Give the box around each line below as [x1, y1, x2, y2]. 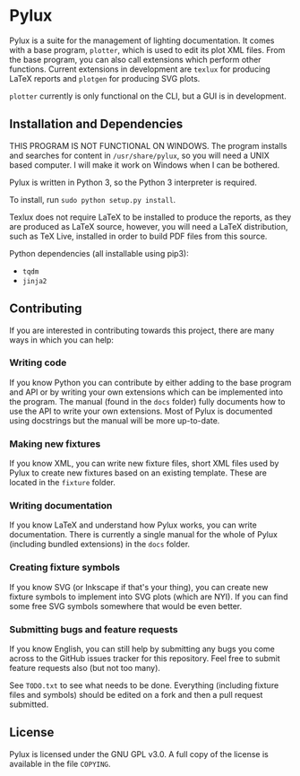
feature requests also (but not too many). [9, 663, 161, 674]
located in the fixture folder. [9, 477, 116, 488]
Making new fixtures [9, 437, 101, 449]
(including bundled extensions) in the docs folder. [9, 539, 191, 550]
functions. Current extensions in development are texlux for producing [9, 64, 270, 74]
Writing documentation [9, 500, 113, 512]
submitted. [9, 699, 49, 710]
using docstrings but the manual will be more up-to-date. [9, 414, 220, 426]
